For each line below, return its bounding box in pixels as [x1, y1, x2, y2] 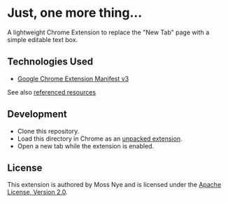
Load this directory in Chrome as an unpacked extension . [17, 134, 183, 143]
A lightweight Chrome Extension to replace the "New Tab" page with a [7, 28, 210, 36]
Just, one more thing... [7, 5, 143, 21]
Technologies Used [7, 56, 93, 68]
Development [7, 108, 68, 120]
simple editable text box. [7, 35, 78, 43]
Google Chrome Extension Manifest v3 [17, 74, 129, 83]
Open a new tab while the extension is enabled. [17, 141, 155, 150]
